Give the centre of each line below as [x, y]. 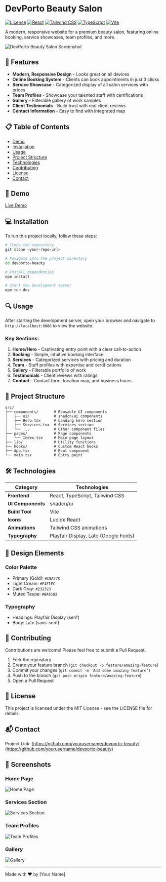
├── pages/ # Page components [48, 434]
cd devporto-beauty [25, 263]
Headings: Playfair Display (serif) [46, 617]
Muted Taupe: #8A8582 [35, 594]
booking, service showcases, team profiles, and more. [60, 37]
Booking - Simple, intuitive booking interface [58, 355]
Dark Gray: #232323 [32, 589]
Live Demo [16, 205]
